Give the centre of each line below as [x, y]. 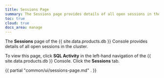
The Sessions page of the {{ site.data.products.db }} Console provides [76, 41]
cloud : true [17, 23]
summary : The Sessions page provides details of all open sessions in [78, 14]
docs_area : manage [24, 28]
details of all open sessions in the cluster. [47, 47]
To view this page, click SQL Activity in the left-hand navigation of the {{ [78, 56]
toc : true [15, 18]
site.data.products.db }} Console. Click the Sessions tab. [62, 61]
